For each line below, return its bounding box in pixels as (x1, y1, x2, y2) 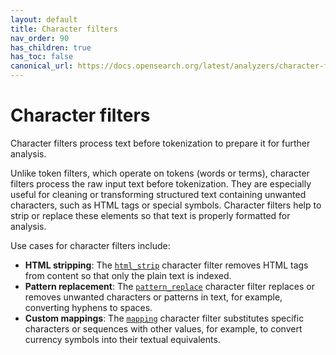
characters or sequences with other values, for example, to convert (24, 322, 303, 335)
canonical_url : (10, 61, 74, 71)
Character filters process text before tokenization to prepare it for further (10, 137, 311, 149)
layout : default (10, 14, 78, 25)
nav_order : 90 (10, 33, 70, 43)
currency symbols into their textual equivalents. (24, 333, 221, 345)
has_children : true (10, 42, 92, 53)
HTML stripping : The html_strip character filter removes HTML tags (24, 259, 309, 271)
